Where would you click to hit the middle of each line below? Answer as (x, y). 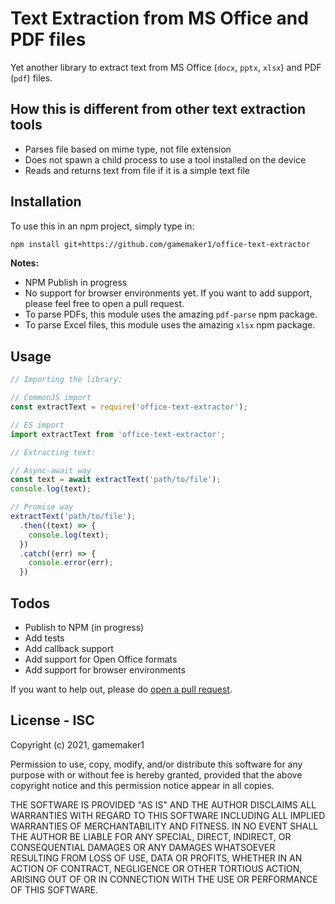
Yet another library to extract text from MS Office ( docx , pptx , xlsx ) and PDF (166, 67)
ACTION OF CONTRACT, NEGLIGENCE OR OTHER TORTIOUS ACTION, (156, 868)
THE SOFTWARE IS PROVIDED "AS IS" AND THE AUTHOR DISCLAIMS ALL (163, 804)
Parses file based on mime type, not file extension (128, 149)
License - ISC (52, 720)
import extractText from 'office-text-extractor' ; (118, 434)
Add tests (44, 638)
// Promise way (42, 507)
